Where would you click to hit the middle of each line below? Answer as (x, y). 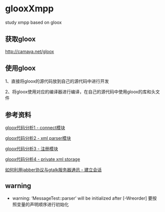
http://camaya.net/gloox (30, 51)
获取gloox (21, 39)
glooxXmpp (29, 9)
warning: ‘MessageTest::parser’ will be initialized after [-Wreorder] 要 (82, 198)
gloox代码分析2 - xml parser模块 (38, 138)
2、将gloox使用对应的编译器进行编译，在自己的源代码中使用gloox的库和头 (80, 92)
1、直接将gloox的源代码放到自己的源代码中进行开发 (57, 81)
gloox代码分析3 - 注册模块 (32, 149)
